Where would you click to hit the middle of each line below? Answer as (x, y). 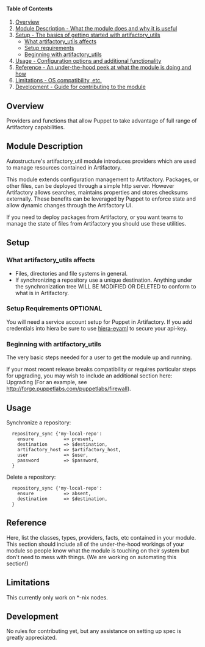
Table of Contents (30, 9)
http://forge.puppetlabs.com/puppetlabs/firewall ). (69, 389)
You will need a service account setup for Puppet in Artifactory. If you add (99, 322)
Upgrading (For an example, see (47, 382)
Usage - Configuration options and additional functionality (88, 61)
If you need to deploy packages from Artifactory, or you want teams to (95, 217)
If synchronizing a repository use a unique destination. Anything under (104, 280)
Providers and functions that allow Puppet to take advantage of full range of (102, 121)
